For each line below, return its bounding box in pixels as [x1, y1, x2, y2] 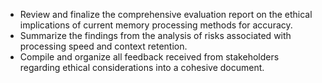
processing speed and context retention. [19, 40, 188, 52]
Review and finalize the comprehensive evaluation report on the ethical [19, 9, 313, 20]
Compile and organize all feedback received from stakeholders [19, 51, 280, 63]
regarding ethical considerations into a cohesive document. [19, 62, 265, 73]
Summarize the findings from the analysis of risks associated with [19, 30, 292, 41]
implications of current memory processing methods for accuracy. [19, 19, 293, 31]
